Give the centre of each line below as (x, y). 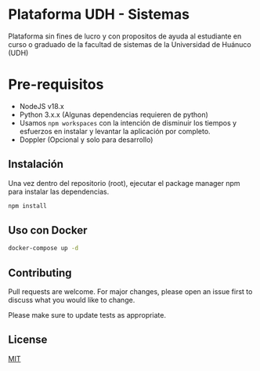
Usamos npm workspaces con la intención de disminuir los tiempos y (128, 122)
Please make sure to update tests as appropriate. (87, 315)
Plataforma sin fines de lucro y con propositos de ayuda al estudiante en (125, 36)
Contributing (40, 273)
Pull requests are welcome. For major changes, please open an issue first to (130, 292)
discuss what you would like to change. (72, 300)
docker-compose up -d (43, 249)
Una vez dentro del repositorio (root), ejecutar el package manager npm (124, 183)
